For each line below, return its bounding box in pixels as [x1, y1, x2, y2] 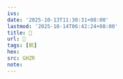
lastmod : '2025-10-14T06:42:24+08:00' [7, 23, 118, 30]
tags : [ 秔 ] [7, 42, 38, 49]
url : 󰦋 [7, 36, 26, 43]
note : [7, 61, 23, 68]
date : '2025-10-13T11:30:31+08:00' [7, 16, 109, 23]
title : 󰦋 [7, 29, 32, 36]
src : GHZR [7, 55, 36, 62]
